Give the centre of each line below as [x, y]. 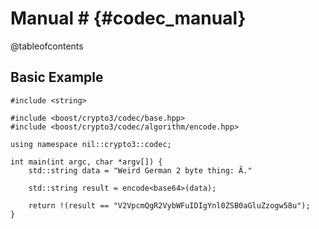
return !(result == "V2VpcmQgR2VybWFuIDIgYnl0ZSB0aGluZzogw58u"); [169, 205]
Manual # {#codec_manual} [128, 18]
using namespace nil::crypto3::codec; [91, 144]
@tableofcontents [47, 46]
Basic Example [57, 77]
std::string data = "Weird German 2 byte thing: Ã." [140, 170]
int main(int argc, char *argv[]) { [86, 162]
